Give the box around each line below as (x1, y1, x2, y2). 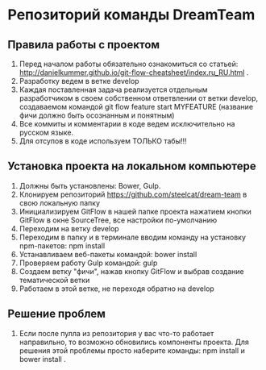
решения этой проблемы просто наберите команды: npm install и (19, 345, 245, 355)
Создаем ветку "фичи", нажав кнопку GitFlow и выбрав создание (19, 266, 244, 276)
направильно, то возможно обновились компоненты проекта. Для (19, 337, 249, 347)
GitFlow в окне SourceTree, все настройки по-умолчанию (19, 215, 218, 225)
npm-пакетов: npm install (19, 240, 106, 251)
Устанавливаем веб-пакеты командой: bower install (19, 249, 197, 259)
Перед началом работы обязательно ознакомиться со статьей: (19, 59, 239, 69)
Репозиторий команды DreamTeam (7, 6, 256, 24)
